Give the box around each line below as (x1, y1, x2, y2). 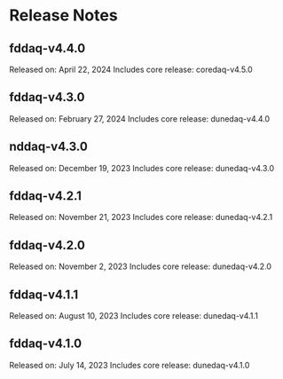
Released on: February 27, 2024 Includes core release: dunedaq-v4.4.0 (9, 113, 271, 124)
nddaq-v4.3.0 (9, 139, 89, 154)
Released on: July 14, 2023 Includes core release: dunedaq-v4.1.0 (9, 359, 250, 370)
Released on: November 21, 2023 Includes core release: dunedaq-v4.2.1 (9, 212, 273, 223)
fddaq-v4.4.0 (9, 41, 86, 56)
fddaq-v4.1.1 (9, 287, 79, 302)
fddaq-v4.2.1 (9, 188, 83, 204)
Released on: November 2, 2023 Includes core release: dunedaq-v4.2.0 (9, 261, 272, 272)
